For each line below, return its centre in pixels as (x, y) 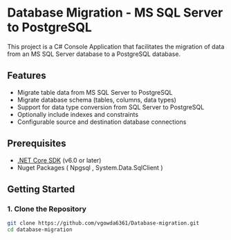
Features (27, 76)
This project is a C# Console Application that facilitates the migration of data (116, 46)
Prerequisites (37, 144)
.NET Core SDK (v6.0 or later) (59, 160)
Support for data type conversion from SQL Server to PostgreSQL (111, 107)
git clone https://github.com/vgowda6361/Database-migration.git (103, 223)
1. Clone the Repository (47, 209)
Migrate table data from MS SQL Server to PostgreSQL (95, 92)
